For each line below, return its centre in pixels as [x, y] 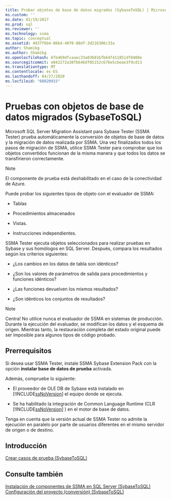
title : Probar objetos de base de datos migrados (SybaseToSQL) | [77, 10]
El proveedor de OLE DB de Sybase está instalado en [68, 388]
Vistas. [20, 223]
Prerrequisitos [28, 351]
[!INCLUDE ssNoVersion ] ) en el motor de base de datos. [71, 409]
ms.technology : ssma [27, 34]
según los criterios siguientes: [37, 254]
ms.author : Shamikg [26, 53]
